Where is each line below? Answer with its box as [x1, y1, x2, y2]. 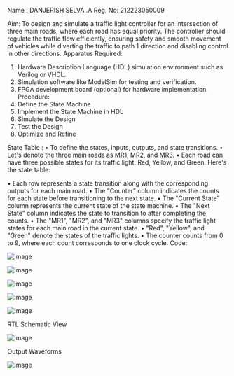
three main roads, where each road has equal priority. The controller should [7, 27, 226, 35]
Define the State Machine [17, 100, 91, 108]
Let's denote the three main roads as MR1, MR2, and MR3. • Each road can [7, 151, 223, 159]
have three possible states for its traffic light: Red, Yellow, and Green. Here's [7, 158, 227, 167]
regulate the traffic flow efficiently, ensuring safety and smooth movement [7, 34, 222, 43]
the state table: [7, 166, 51, 174]
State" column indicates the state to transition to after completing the [7, 209, 207, 217]
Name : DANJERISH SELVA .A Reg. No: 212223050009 [7, 6, 165, 14]
